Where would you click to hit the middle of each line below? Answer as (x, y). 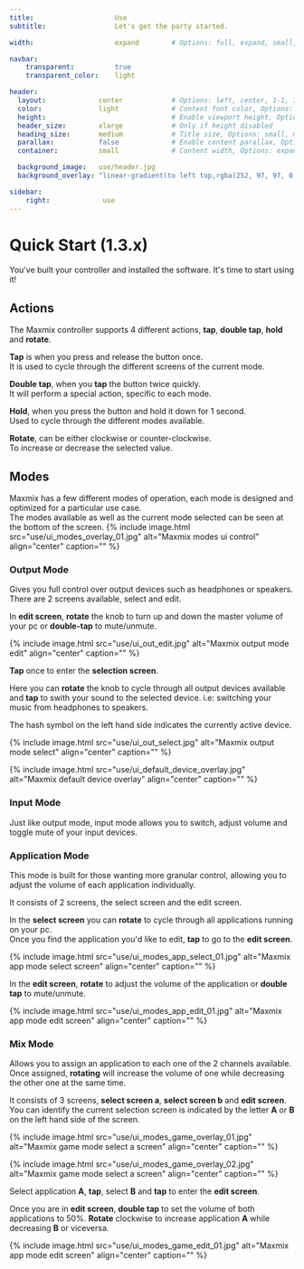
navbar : (24, 59)
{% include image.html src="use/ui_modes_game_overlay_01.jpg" (131, 1137)
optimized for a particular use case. (76, 508)
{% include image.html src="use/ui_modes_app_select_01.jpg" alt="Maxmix (150, 956)
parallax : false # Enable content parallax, (147, 142)
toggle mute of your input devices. (73, 832)
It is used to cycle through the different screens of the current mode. (137, 366)
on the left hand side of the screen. (75, 1120)
